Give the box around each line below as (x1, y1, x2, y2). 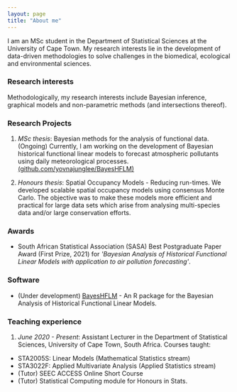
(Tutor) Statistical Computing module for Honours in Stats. (17, 376, 188, 385)
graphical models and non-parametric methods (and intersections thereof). (7, 100, 227, 109)
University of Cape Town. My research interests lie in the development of (7, 44, 221, 53)
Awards (7, 227, 35, 236)
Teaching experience (7, 317, 82, 327)
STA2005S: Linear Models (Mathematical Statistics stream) (17, 354, 190, 362)
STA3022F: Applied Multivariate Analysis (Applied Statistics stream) (17, 361, 216, 370)
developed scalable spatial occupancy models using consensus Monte (17, 186, 225, 195)
